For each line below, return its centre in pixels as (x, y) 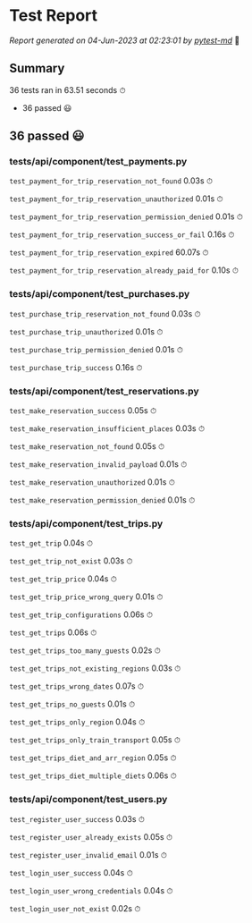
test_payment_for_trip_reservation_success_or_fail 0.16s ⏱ (122, 234)
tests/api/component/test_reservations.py (104, 391)
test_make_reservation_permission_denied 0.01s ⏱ (102, 500)
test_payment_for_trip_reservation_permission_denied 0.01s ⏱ (126, 216)
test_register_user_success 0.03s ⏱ (77, 818)
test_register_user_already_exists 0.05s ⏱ (91, 836)
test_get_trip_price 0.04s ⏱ (63, 579)
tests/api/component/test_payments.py (98, 162)
